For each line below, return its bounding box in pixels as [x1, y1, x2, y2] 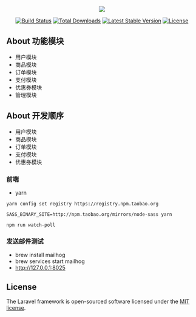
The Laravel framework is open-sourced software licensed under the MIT [6, 298, 190, 305]
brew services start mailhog [15, 258, 85, 265]
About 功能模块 [6, 36, 64, 47]
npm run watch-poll [6, 222, 56, 228]
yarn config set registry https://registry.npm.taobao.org [6, 201, 159, 207]
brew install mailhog [15, 252, 66, 259]
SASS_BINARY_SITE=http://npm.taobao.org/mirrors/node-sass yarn [6, 211, 172, 218]
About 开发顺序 [6, 111, 64, 121]
